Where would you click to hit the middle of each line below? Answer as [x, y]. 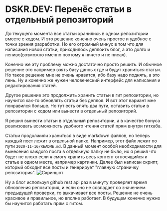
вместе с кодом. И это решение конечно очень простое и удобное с [78, 39]
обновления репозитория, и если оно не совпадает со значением [75, 187]
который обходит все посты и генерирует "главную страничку [72, 167]
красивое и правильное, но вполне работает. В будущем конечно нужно [83, 198]
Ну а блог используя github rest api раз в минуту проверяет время [76, 182]
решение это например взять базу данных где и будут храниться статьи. [83, 69]
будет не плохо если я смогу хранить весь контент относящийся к [76, 157]
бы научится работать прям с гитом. [44, 203]
